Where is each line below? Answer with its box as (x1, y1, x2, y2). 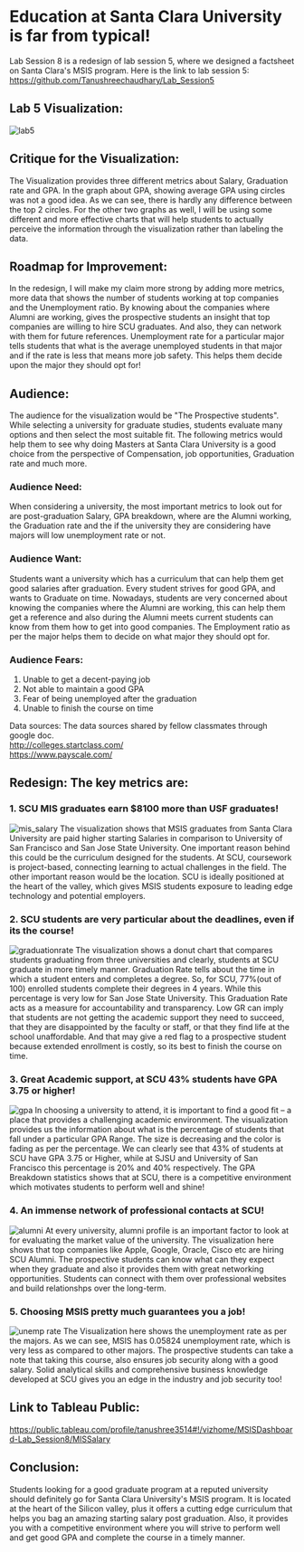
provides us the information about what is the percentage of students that (9, 1124, 285, 1135)
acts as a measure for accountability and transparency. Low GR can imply (9, 1002, 284, 1014)
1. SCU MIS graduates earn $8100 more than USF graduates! (9, 802, 279, 815)
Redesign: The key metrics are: (9, 775, 189, 790)
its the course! (9, 924, 75, 937)
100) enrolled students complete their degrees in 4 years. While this (9, 983, 262, 994)
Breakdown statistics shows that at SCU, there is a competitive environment (9, 1172, 292, 1183)
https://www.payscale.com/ (9, 749, 113, 761)
